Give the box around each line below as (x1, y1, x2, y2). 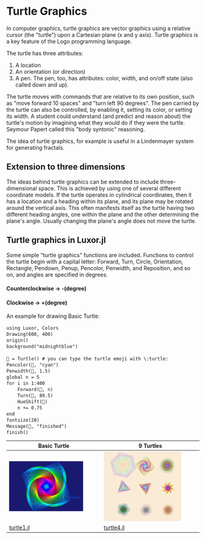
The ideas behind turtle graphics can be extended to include (6, 178, 159, 185)
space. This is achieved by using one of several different (38, 184, 181, 192)
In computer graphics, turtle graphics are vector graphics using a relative (6, 25, 191, 32)
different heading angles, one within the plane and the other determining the (6, 211, 199, 218)
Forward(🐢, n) (17, 387, 53, 393)
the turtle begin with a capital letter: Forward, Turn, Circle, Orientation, (6, 258, 184, 265)
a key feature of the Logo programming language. (6, 37, 132, 45)
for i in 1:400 (6, 381, 45, 387)
